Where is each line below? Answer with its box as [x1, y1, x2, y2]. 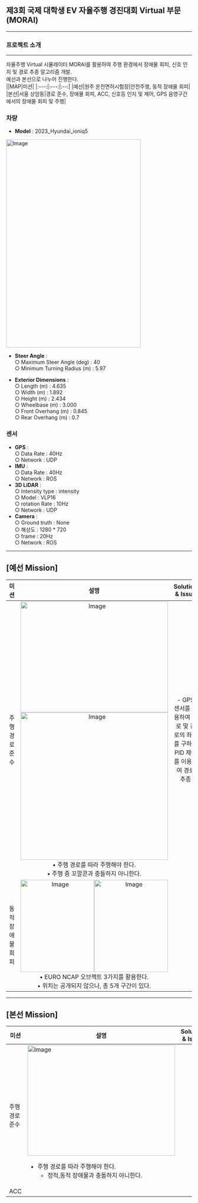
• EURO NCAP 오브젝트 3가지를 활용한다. [39, 973, 149, 981]
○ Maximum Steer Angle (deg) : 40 [14, 359, 100, 366]
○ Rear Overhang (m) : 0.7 [14, 414, 80, 421]
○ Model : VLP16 [14, 493, 56, 501]
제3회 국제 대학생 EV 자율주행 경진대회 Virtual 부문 [6, 5, 181, 16]
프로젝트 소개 [6, 41, 41, 49]
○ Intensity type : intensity [14, 488, 80, 495]
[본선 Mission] [6, 1009, 58, 1019]
